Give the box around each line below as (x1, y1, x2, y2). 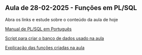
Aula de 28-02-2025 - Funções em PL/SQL (5, 4, 137, 12)
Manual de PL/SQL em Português (5, 26, 72, 32)
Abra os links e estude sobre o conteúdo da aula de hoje (5, 16, 118, 22)
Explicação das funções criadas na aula (5, 44, 85, 50)
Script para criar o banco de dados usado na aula (5, 35, 105, 41)
